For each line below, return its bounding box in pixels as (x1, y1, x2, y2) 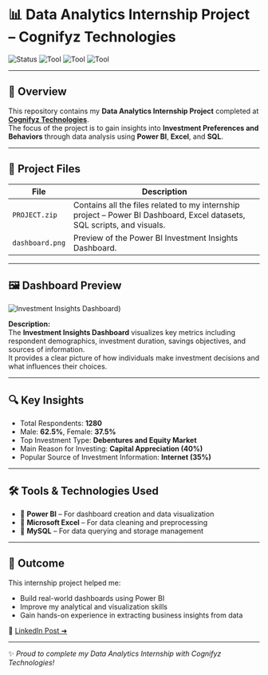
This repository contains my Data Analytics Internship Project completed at (8, 106, 259, 116)
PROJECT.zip (12, 210, 58, 219)
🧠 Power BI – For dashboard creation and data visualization (19, 509, 215, 519)
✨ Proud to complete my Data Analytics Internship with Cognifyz (8, 649, 222, 658)
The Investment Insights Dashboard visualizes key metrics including (8, 328, 236, 337)
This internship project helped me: (8, 578, 121, 587)
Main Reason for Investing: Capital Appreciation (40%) (19, 444, 203, 454)
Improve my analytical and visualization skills (19, 602, 167, 611)
